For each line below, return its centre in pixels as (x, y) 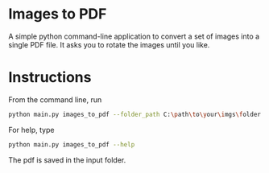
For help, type (31, 130)
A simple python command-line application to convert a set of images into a (134, 36)
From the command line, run (55, 99)
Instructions (50, 78)
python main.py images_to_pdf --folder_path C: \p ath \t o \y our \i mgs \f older (135, 114)
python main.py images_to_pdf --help (72, 144)
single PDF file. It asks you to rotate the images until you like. (109, 44)
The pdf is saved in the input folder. (67, 160)
